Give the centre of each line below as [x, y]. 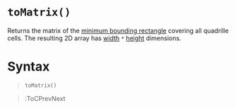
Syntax [29, 67]
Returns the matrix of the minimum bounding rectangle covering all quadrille [118, 30]
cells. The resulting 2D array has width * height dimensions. [94, 38]
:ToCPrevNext [45, 98]
